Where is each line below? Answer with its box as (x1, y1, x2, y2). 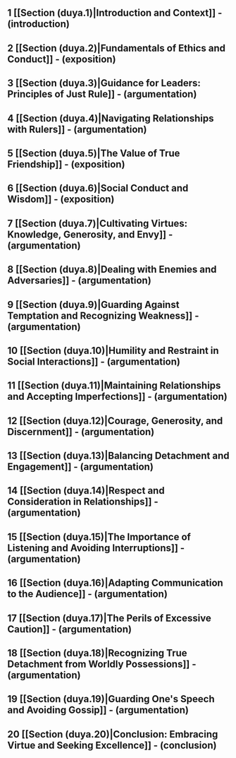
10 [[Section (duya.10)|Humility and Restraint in (7, 344, 220, 357)
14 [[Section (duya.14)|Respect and (7, 485, 165, 497)
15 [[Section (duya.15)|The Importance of (7, 531, 192, 543)
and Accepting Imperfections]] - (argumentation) (7, 391, 228, 403)
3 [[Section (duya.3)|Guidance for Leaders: (7, 77, 201, 89)
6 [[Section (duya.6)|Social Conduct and (7, 182, 189, 194)
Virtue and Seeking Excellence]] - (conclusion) (7, 739, 217, 751)
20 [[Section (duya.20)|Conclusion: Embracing (7, 728, 218, 740)
